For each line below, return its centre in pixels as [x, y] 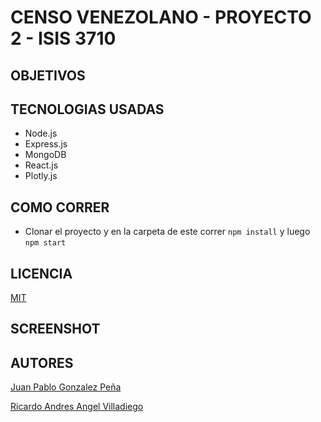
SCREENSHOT [55, 329]
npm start [45, 243]
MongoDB [45, 155]
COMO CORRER [60, 207]
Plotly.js [41, 176]
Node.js [41, 133]
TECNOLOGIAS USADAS [87, 109]
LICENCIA [41, 273]
